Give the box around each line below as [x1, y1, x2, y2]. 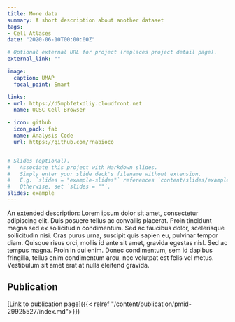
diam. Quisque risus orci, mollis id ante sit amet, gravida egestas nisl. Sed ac [7, 238, 228, 247]
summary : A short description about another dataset [7, 17, 164, 24]
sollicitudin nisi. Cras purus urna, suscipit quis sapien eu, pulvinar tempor [7, 231, 218, 240]
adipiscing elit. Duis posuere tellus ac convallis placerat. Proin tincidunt [7, 216, 212, 224]
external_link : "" [7, 55, 61, 63]
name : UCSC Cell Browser [13, 106, 86, 114]
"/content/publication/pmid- [111, 300, 192, 308]
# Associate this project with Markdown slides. [7, 163, 158, 171]
